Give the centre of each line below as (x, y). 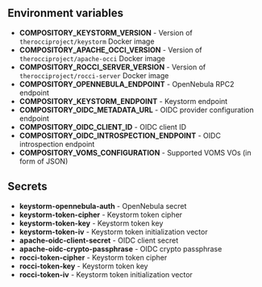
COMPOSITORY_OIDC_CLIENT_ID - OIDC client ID (103, 127)
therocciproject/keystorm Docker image (87, 41)
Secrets (27, 187)
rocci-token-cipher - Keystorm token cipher (93, 257)
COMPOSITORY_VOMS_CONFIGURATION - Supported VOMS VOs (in (135, 152)
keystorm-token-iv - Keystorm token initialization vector (113, 231)
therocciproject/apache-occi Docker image (92, 58)
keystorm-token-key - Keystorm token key (91, 223)
